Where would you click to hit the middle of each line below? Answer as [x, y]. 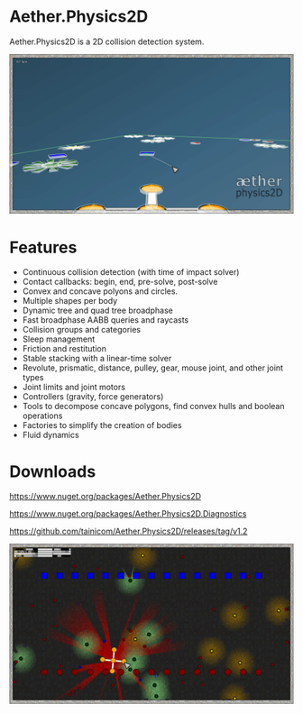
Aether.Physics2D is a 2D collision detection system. [107, 41]
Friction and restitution [64, 349]
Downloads [53, 471]
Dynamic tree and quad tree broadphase [97, 311]
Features [43, 247]
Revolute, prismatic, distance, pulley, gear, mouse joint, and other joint [153, 368]
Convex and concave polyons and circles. [100, 291]
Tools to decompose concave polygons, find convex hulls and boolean [153, 407]
